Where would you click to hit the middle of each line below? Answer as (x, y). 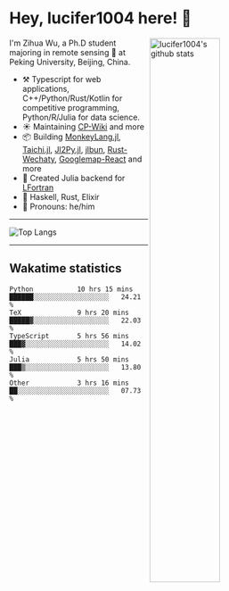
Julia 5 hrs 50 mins (69, 359)
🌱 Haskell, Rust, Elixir (61, 196)
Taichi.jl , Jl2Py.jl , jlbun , (64, 149)
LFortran (38, 187)
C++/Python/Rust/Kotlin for (72, 98)
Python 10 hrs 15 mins (71, 289)
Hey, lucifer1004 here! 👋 (101, 18)
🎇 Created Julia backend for (74, 178)
